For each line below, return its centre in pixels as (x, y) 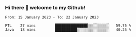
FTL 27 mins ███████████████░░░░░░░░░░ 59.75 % (68, 26)
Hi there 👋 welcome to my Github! (45, 8)
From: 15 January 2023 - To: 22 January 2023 (52, 18)
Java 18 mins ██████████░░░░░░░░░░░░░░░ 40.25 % (68, 30)
